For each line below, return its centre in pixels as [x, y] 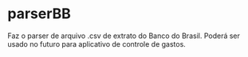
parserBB [39, 14]
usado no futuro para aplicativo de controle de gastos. [97, 44]
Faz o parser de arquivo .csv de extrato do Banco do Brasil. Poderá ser [124, 36]
